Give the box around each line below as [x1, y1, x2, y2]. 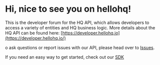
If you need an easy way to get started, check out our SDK [5, 54, 124, 60]
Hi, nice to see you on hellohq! [5, 3, 131, 15]
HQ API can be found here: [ [5, 30, 63, 36]
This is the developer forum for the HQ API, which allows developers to [5, 20, 150, 25]
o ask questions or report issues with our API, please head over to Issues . [5, 44, 155, 50]
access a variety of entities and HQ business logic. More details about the [5, 24, 156, 30]
